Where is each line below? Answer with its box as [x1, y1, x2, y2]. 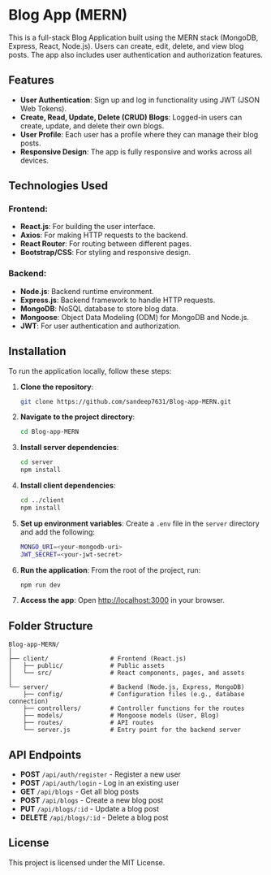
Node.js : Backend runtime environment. [19, 286, 154, 296]
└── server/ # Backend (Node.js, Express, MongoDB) [8, 683, 245, 691]
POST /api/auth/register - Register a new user [19, 769, 181, 779]
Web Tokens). [19, 103, 67, 113]
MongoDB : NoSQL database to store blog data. [19, 303, 179, 314]
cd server [19, 458, 54, 466]
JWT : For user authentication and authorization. [19, 321, 181, 331]
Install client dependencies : [19, 481, 116, 491]
